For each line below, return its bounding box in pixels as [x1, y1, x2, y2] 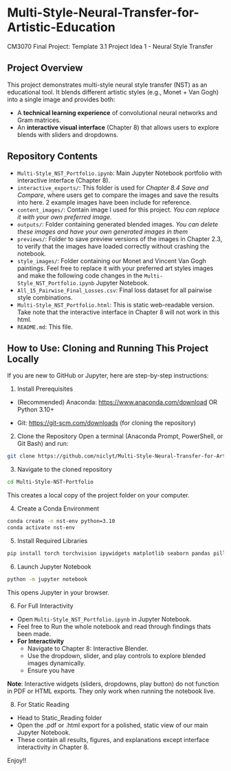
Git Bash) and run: [16, 440, 69, 448]
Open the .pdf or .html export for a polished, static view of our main [16, 721, 208, 729]
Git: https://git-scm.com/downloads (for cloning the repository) [16, 419, 196, 427]
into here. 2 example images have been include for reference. [16, 198, 192, 206]
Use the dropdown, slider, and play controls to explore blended [27, 651, 206, 659]
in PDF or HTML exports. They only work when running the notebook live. [7, 687, 215, 695]
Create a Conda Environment [16, 504, 100, 513]
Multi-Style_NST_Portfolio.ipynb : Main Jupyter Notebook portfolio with [16, 169, 222, 177]
